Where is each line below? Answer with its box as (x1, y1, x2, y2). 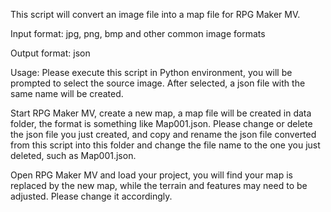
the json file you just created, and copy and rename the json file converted (10, 129, 317, 140)
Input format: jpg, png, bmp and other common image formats (10, 28, 266, 39)
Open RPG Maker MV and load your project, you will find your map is (10, 169, 294, 181)
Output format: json (10, 47, 91, 59)
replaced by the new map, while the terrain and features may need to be (10, 180, 308, 191)
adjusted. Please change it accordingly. (10, 190, 173, 202)
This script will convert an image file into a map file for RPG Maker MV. (10, 9, 301, 20)
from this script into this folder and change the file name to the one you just (10, 139, 321, 151)
